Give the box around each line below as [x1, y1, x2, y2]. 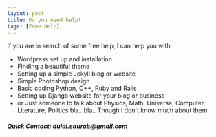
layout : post [7, 10, 45, 17]
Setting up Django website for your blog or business [17, 92, 165, 100]
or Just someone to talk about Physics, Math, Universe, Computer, [17, 99, 206, 107]
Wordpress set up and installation [17, 55, 112, 63]
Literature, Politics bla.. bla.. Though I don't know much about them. [17, 106, 210, 114]
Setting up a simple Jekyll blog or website [17, 70, 136, 78]
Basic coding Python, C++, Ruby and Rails [17, 84, 137, 93]
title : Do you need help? [7, 17, 81, 23]
